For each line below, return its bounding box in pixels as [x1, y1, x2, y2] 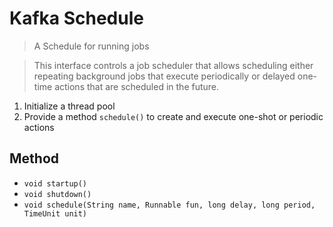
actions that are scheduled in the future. [54, 80, 220, 92]
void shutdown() [23, 189, 92, 199]
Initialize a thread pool [23, 100, 116, 112]
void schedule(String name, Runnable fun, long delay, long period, [23, 200, 316, 210]
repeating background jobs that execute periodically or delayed [33, 70, 296, 82]
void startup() [23, 178, 88, 189]
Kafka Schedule [9, 7, 144, 30]
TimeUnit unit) [23, 208, 88, 219]
